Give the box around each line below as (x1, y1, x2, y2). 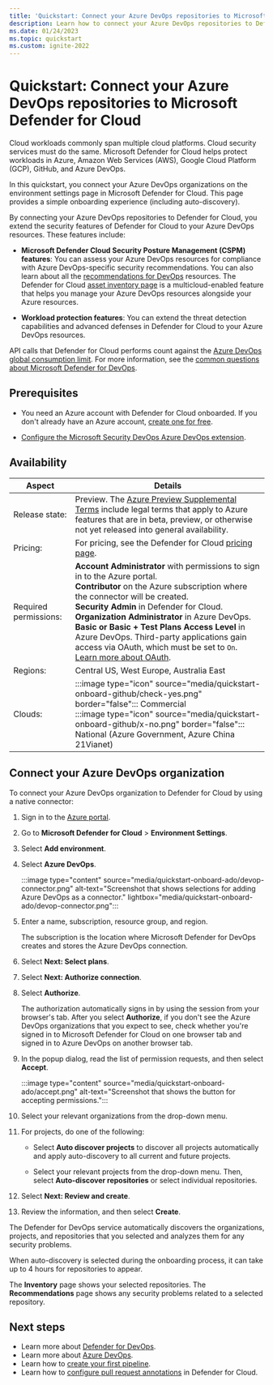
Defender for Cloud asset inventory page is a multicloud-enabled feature (20, 280, 264, 290)
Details (154, 480, 181, 491)
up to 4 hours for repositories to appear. (9, 1263, 143, 1273)
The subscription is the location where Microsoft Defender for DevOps (20, 932, 256, 942)
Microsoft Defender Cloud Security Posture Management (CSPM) (20, 246, 246, 255)
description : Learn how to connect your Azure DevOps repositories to (9, 19, 253, 28)
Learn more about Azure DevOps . (20, 1350, 134, 1360)
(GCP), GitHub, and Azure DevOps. (9, 164, 126, 174)
